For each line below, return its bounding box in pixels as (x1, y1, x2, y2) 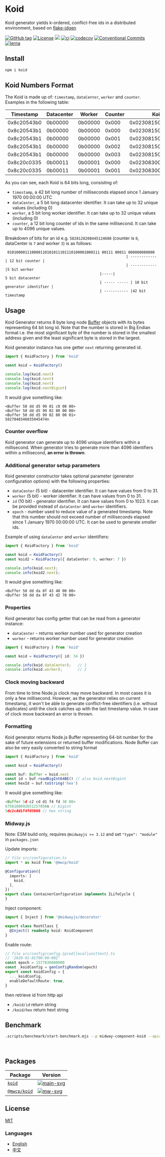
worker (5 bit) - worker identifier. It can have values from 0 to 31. (12, 493, 142, 499)
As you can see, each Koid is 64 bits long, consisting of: (5, 180, 119, 186)
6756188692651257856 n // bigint (5, 804, 71, 809)
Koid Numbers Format (5, 81, 74, 89)
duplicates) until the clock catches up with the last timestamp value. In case (5, 706, 159, 712)
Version (42, 1072, 61, 1078)
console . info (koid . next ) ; (5, 566, 58, 571)
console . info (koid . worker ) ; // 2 (5, 667, 87, 672)
